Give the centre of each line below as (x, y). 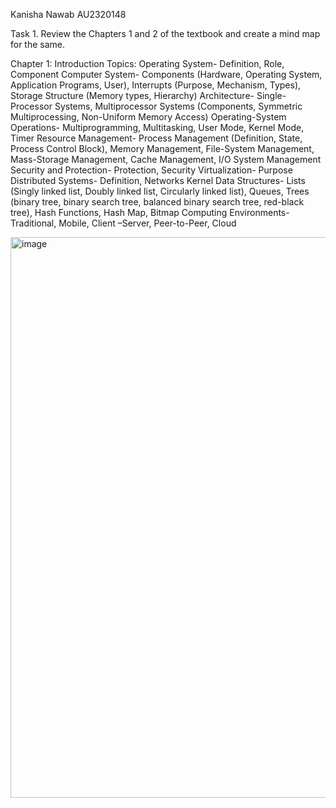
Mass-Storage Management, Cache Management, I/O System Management (166, 159)
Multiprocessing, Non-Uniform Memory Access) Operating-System (148, 117)
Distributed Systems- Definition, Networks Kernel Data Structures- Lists (158, 180)
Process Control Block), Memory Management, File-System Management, (162, 148)
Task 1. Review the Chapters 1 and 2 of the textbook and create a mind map (165, 33)
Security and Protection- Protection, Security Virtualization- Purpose (151, 170)
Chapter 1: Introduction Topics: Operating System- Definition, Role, (147, 63)
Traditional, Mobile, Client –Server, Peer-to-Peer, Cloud (123, 223)
